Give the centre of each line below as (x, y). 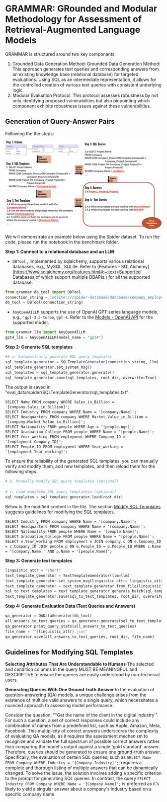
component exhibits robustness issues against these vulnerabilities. (82, 106)
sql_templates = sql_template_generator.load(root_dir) (64, 497)
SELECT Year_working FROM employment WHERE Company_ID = (65, 437)
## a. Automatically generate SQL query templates (59, 357)
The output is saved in (28, 387)
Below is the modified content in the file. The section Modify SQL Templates (83, 506)
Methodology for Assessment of (74, 19)
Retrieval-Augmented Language (73, 30)
